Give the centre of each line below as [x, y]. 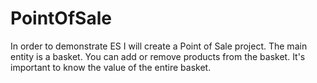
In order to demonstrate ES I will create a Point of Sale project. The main [159, 46]
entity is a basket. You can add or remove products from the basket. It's [158, 56]
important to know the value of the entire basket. [111, 67]
